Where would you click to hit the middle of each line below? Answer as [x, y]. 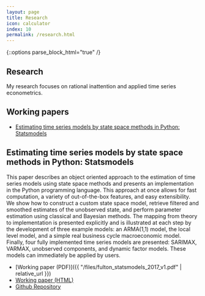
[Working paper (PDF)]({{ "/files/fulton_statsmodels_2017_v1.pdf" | [98, 267]
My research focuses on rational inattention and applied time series [91, 86]
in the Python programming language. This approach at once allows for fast [102, 190]
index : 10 [19, 29]
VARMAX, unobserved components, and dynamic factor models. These [96, 248]
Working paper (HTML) [44, 280]
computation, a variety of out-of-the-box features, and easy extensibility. [99, 196]
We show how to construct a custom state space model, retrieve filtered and [102, 203]
